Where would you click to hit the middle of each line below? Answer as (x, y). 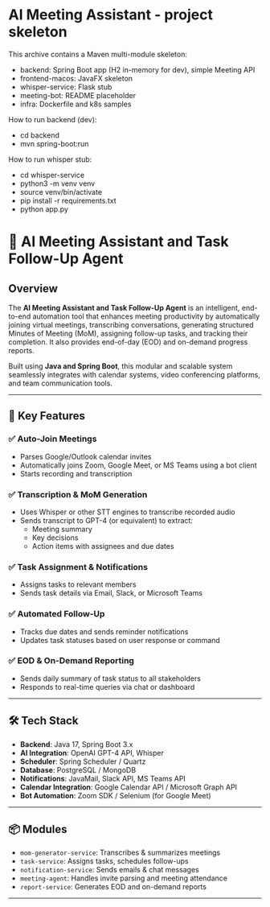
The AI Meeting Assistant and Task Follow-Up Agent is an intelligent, (124, 307)
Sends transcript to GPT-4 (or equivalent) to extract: (106, 520)
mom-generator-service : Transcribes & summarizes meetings (120, 853)
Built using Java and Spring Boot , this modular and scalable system (121, 366)
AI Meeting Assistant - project (110, 15)
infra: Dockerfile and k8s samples (76, 104)
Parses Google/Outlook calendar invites (86, 456)
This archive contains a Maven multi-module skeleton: (98, 54)
